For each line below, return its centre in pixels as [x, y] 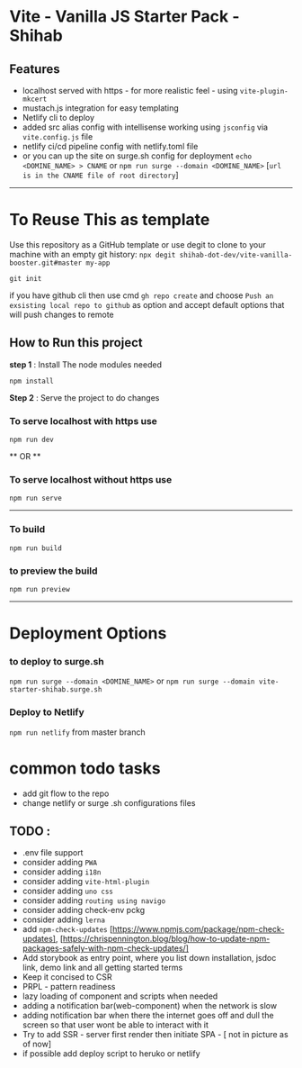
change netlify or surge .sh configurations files [109, 802]
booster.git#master [46, 263]
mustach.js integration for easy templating [101, 108]
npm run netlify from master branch [77, 732]
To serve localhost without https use [91, 479]
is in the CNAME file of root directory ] [100, 175]
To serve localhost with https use [83, 421]
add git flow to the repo [66, 793]
